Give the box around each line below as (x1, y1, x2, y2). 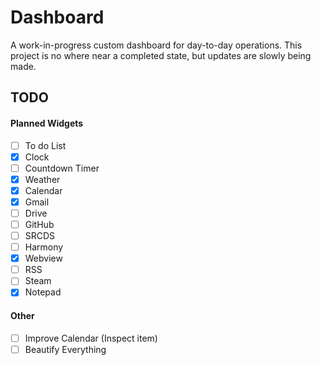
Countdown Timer (24, 162, 100, 174)
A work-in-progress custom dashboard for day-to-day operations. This (10, 39, 303, 51)
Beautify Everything (24, 343, 107, 355)
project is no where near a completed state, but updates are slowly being (10, 49, 312, 61)
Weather (24, 173, 61, 185)
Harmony (24, 241, 64, 253)
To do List (24, 139, 67, 151)
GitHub (24, 218, 55, 230)
